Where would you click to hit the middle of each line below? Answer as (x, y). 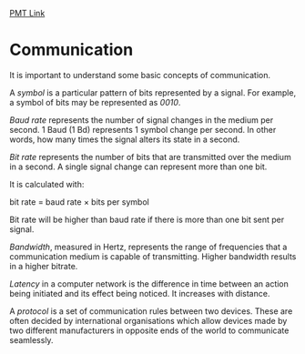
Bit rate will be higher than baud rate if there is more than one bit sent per (147, 219)
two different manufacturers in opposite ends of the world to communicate (149, 330)
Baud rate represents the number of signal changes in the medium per (142, 120)
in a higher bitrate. (44, 266)
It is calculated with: (47, 184)
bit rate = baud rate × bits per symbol (80, 202)
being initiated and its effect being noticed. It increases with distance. (140, 293)
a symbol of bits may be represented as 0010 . (95, 102)
